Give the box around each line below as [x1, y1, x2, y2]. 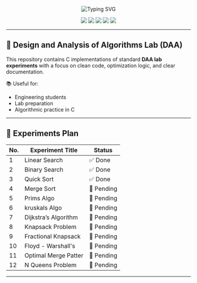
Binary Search [24, 165, 63, 173]
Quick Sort [24, 175, 54, 183]
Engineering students [14, 93, 66, 100]
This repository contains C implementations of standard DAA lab [6, 56, 162, 63]
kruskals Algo [24, 203, 62, 211]
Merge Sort [24, 184, 56, 193]
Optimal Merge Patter [24, 251, 84, 260]
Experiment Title [30, 146, 78, 154]
